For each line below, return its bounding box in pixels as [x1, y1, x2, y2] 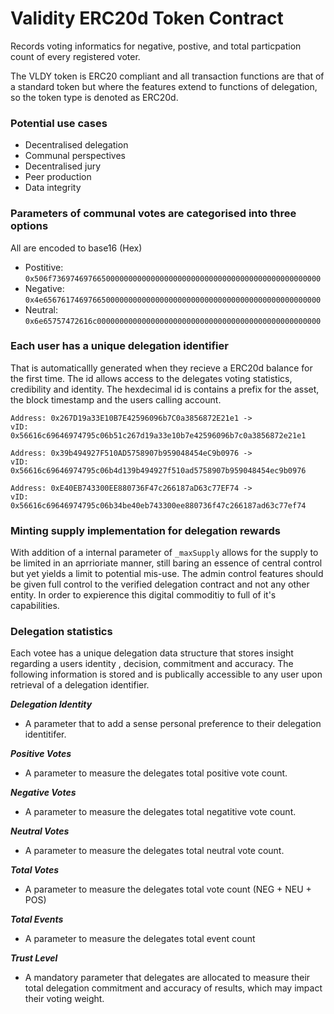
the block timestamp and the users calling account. [10, 393, 222, 406]
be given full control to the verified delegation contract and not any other [10, 578, 310, 591]
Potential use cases [10, 116, 108, 130]
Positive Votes [10, 748, 72, 760]
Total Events [10, 913, 64, 926]
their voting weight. [24, 993, 105, 1005]
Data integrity [24, 182, 82, 194]
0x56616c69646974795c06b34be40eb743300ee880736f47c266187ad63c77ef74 [10, 500, 307, 511]
